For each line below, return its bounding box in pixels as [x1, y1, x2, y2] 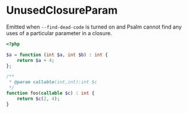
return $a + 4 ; [17, 57, 55, 63]
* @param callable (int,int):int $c [8, 79, 97, 85]
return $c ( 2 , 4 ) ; [17, 96, 60, 102]
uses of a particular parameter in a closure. [6, 29, 112, 36]
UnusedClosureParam [6, 4, 118, 17]
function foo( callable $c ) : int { [6, 90, 95, 96]
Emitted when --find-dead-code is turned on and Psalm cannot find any [6, 23, 182, 30]
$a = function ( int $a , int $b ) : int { [6, 52, 109, 58]
